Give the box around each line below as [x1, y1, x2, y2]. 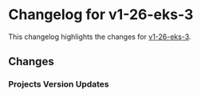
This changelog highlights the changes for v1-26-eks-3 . [8, 32, 191, 41]
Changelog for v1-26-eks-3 [8, 6, 194, 24]
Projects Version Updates [8, 79, 109, 90]
